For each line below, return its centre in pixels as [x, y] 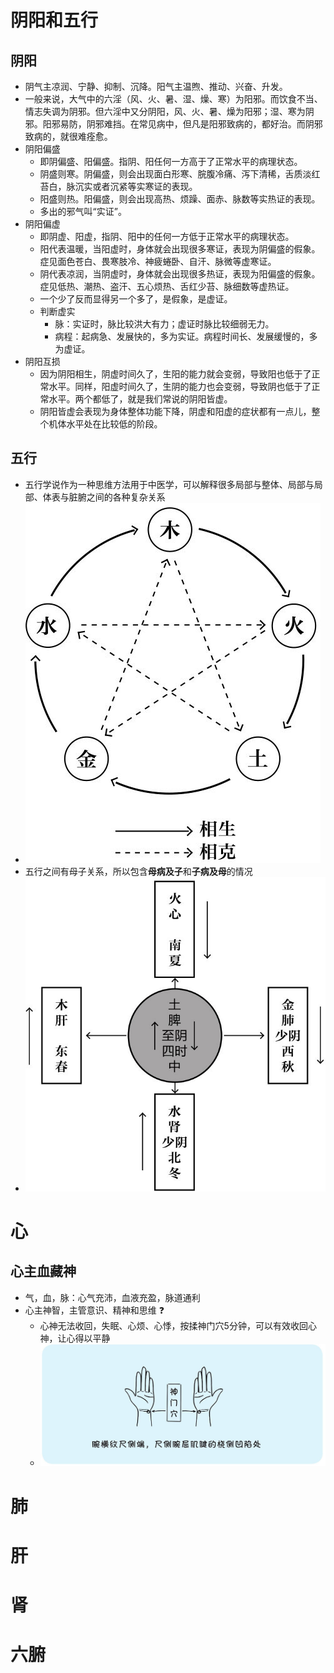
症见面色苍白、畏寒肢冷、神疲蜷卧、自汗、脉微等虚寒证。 [158, 261]
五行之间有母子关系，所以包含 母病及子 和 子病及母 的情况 [138, 871]
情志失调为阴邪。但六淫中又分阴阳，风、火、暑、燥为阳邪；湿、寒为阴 [169, 111]
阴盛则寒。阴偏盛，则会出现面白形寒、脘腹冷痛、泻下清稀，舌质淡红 [180, 174]
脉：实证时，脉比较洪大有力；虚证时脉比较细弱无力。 [164, 324]
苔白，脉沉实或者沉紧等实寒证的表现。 [118, 186]
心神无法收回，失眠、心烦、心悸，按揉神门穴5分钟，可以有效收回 [173, 1325]
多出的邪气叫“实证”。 [83, 211]
